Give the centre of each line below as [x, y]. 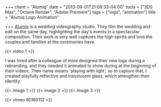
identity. [13, 81]
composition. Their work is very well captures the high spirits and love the [79, 37]
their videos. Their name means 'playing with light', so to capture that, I [76, 71]
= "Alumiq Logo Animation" [32, 17]
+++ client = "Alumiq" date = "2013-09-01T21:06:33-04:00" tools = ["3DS [79, 7]
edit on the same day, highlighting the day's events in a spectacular [72, 32]
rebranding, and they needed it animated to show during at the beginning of [81, 66]
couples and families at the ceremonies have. [50, 42]
